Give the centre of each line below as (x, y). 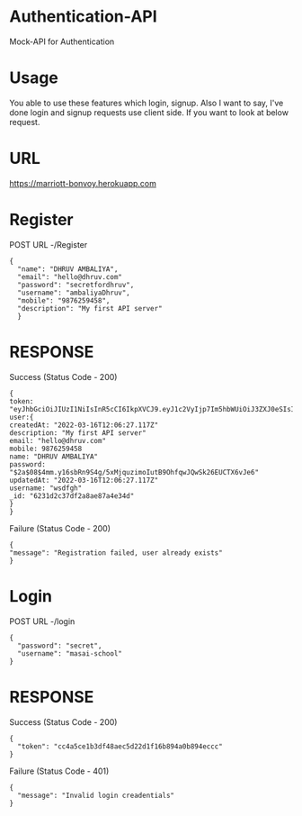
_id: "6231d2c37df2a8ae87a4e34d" (72, 496)
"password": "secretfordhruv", (76, 285)
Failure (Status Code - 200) (60, 528)
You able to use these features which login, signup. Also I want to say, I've (147, 103)
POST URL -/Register (49, 244)
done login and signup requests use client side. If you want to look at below (149, 112)
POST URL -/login (42, 621)
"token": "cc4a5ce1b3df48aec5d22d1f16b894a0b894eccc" (120, 746)
